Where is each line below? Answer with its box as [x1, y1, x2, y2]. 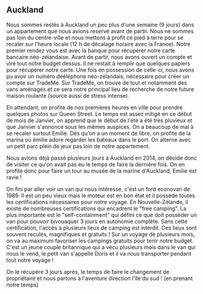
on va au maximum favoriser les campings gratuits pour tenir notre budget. [6, 237, 194, 244]
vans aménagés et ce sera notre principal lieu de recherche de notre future [6, 85, 194, 93]
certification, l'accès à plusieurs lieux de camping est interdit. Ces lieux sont [6, 224, 198, 231]
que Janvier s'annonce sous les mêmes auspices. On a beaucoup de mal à [6, 123, 194, 130]
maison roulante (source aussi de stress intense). [6, 92, 129, 99]
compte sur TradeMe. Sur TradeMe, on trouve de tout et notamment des [6, 79, 187, 86]
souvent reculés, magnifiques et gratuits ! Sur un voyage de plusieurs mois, [6, 230, 195, 238]
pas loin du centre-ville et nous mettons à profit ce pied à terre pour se [6, 33, 184, 41]
